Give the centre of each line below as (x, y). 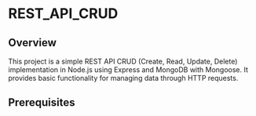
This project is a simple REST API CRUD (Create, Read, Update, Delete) (123, 61)
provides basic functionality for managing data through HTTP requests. (123, 78)
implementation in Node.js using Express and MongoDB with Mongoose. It (128, 70)
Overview (33, 43)
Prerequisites (42, 103)
